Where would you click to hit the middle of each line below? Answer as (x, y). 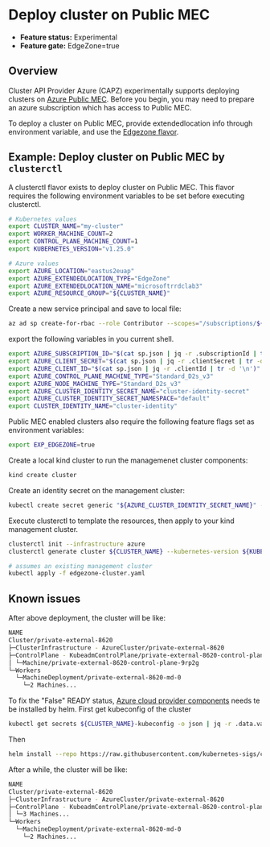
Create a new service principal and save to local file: (95, 309)
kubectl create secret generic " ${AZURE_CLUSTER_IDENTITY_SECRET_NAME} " (133, 505)
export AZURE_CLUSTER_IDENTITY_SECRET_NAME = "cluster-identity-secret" (129, 391)
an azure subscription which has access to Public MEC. (100, 107)
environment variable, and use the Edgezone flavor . (94, 131)
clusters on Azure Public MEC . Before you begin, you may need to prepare (131, 99)
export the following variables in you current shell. (91, 339)
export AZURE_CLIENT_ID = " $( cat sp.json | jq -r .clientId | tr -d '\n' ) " (135, 368)
